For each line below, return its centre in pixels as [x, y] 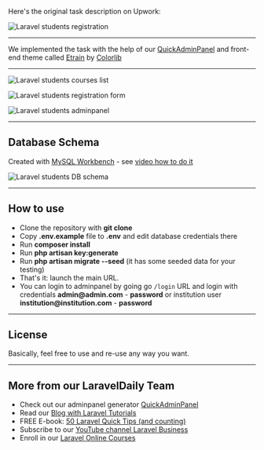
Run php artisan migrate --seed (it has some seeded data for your [127, 261]
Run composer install [55, 244]
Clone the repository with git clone [76, 228]
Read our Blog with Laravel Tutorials [78, 413]
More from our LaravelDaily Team [92, 385]
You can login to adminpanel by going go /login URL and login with [128, 286]
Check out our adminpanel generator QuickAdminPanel [109, 404]
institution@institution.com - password [86, 302]
